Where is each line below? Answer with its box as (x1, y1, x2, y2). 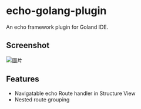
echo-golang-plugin (6, 4, 107, 18)
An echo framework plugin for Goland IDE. (6, 23, 109, 30)
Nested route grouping (14, 96, 70, 103)
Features (6, 74, 39, 84)
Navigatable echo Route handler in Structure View (14, 90, 136, 97)
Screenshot (6, 40, 50, 50)
